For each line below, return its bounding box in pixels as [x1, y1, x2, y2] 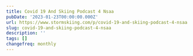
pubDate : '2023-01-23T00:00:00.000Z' [6, 14, 99, 20]
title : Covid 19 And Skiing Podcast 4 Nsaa [6, 8, 114, 15]
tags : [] [6, 36, 28, 41]
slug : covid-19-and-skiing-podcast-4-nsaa [6, 24, 111, 31]
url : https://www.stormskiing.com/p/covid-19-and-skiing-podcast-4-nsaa [6, 19, 188, 25]
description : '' [6, 30, 46, 36]
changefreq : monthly [6, 41, 57, 47]
